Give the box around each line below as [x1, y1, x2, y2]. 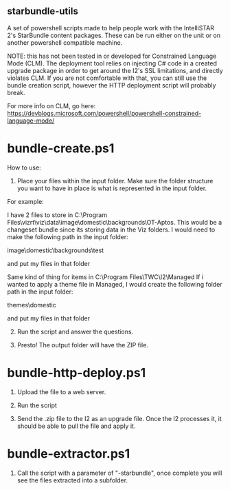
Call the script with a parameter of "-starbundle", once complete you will [16, 469, 222, 477]
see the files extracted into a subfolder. [16, 476, 128, 484]
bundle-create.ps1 [7, 141, 115, 156]
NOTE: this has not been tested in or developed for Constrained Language [7, 52, 217, 60]
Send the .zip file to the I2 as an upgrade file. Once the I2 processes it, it [16, 414, 222, 422]
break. [7, 88, 25, 96]
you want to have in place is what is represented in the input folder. [16, 184, 207, 192]
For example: [7, 197, 45, 205]
